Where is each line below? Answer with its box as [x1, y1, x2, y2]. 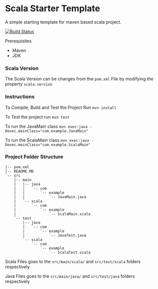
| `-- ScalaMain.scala [14, 211, 91, 216]
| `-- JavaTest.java [23, 233, 87, 238]
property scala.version [5, 81, 52, 87]
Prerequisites [5, 38, 32, 44]
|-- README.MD [5, 169, 34, 174]
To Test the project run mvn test [5, 114, 70, 120]
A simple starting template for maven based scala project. [5, 19, 121, 25]
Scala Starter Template [5, 3, 100, 14]
